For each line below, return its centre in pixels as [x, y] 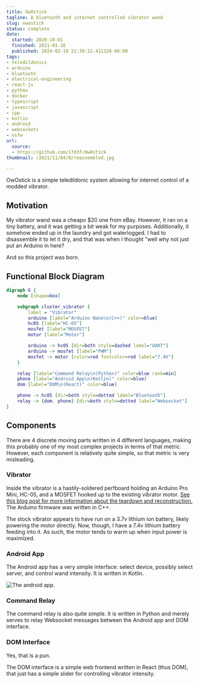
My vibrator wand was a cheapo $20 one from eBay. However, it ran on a [97, 220]
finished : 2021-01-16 [39, 46]
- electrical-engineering [39, 79]
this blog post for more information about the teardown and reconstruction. [99, 501]
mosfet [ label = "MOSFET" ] [59, 329]
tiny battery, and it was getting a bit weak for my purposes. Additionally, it [98, 226]
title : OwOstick [27, 12]
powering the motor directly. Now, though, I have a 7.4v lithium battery [93, 525]
